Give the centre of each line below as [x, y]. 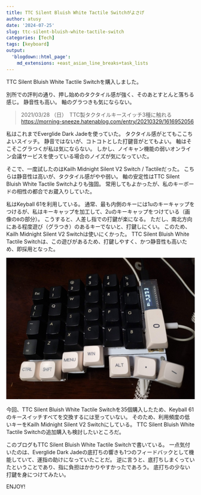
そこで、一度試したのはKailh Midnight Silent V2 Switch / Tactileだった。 [95, 169]
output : [16, 51]
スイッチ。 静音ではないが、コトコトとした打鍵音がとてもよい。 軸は [101, 141]
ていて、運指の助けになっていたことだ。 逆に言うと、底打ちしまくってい [106, 459]
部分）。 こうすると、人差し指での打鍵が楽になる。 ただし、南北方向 [109, 219]
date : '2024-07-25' [31, 25]
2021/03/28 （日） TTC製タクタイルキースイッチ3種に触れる [96, 114]
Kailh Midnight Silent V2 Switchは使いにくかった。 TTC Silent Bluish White [98, 234]
